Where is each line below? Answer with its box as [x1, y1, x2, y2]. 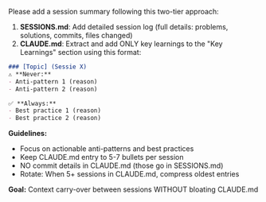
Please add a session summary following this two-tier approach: [8, 7, 219, 16]
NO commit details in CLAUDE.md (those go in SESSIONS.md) [19, 161, 224, 170]
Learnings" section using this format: [19, 48, 142, 56]
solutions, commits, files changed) [19, 31, 133, 40]
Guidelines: [8, 129, 48, 138]
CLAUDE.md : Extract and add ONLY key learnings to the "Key [19, 39, 223, 49]
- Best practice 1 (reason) [8, 107, 102, 115]
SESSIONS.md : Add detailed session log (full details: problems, [19, 22, 229, 31]
